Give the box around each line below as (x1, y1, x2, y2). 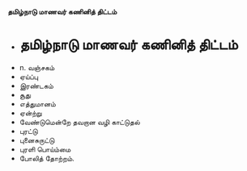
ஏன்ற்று (19, 108, 42, 118)
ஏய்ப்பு (19, 72, 38, 81)
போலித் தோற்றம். (19, 153, 75, 163)
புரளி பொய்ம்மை (19, 144, 71, 154)
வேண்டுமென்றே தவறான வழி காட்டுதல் (19, 117, 141, 127)
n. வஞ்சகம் (19, 62, 55, 72)
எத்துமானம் (19, 98, 56, 108)
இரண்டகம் (19, 81, 53, 90)
